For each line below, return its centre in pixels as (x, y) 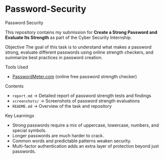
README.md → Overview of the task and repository (62, 106)
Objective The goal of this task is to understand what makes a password (78, 47)
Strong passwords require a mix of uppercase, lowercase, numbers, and (85, 125)
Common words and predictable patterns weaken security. (72, 141)
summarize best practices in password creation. (54, 57)
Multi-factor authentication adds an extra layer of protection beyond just (85, 146)
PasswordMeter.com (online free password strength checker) (74, 76)
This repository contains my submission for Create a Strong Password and (81, 32)
